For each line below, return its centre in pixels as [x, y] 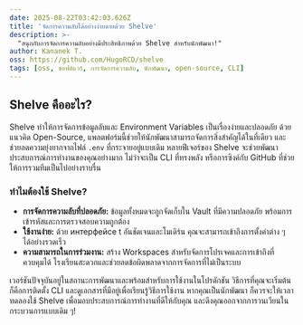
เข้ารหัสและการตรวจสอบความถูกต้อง [76, 221]
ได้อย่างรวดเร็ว [44, 242]
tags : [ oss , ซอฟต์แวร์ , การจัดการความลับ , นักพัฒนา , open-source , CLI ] [127, 69]
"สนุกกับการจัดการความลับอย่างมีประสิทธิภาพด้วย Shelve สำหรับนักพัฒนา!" [120, 43]
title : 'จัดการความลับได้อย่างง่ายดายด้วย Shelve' [83, 26]
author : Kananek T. [46, 52]
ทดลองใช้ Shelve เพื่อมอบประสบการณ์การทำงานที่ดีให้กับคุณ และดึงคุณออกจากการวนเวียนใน [149, 301]
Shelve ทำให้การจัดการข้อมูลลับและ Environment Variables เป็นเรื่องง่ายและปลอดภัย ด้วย [151, 127]
